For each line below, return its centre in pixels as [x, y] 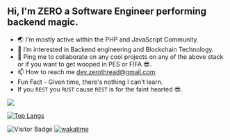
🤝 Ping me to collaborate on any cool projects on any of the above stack [120, 56]
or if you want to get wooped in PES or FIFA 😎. [84, 64]
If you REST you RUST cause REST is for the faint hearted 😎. [100, 89]
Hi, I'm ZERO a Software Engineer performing [107, 11]
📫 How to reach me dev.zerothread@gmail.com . [87, 71]
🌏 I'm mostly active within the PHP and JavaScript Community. [108, 39]
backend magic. [43, 23]
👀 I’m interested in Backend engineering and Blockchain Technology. [115, 49]
